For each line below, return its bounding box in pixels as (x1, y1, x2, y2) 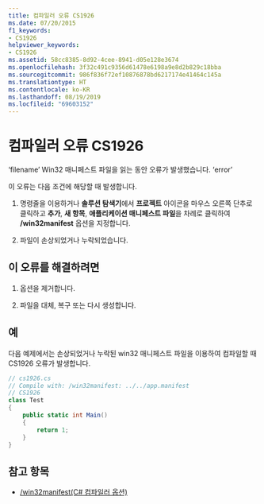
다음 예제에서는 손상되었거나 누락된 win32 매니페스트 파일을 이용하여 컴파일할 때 (8, 348, 257, 358)
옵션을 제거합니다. (19, 283, 75, 293)
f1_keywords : (8, 26, 52, 34)
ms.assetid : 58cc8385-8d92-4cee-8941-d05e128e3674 (8, 56, 179, 64)
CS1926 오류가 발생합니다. (8, 359, 91, 368)
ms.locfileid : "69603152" (8, 100, 94, 108)
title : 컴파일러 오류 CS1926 (8, 11, 95, 20)
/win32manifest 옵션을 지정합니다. (19, 219, 131, 228)
